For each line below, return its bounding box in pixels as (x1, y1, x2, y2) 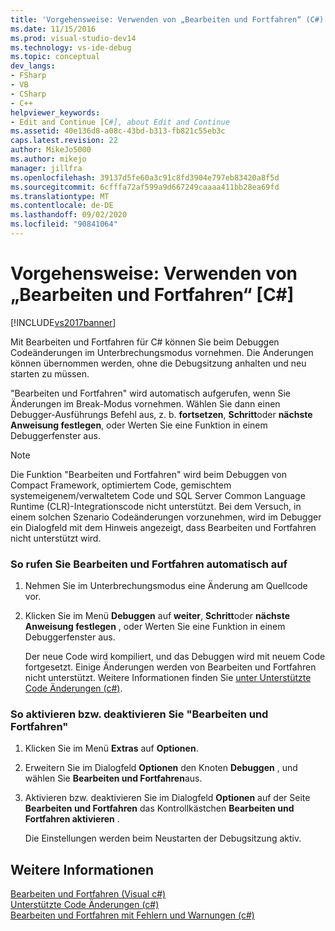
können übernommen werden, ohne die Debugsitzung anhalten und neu (10, 357, 307, 369)
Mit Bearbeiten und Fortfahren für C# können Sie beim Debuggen (10, 336, 280, 348)
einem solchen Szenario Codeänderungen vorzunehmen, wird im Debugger (10, 511, 322, 523)
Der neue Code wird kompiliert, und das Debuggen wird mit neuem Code (24, 651, 326, 663)
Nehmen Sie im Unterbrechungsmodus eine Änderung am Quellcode (24, 580, 308, 592)
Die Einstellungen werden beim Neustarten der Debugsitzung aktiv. (24, 832, 302, 845)
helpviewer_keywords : (10, 107, 101, 118)
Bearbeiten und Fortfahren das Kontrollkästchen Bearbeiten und (24, 802, 295, 815)
